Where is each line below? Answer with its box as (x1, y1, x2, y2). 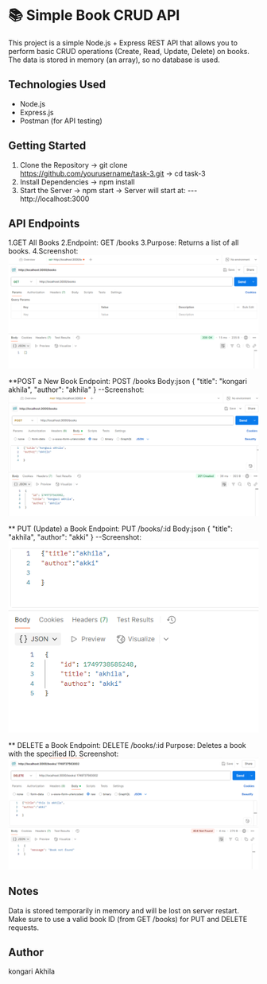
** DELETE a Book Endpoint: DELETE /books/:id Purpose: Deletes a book (8, 741, 246, 750)
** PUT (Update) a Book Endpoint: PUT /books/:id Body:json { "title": (8, 524, 233, 533)
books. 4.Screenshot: (8, 246, 79, 256)
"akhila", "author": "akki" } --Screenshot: (8, 533, 141, 542)
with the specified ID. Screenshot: (8, 749, 119, 759)
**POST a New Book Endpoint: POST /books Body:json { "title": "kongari (8, 376, 248, 385)
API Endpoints (8, 216, 80, 231)
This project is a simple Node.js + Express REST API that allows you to (8, 37, 238, 48)
